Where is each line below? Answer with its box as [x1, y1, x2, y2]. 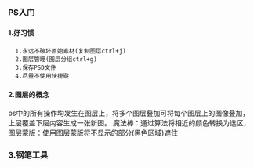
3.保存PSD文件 [15, 64, 56, 72]
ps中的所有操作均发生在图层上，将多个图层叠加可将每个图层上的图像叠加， [8, 108, 249, 118]
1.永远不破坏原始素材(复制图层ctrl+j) [15, 47, 127, 56]
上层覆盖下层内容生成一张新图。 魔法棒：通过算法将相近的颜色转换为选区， [8, 118, 251, 128]
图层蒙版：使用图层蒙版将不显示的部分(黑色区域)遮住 [8, 128, 179, 138]
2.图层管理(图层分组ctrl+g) [15, 56, 98, 64]
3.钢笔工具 [8, 150, 49, 161]
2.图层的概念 [8, 89, 49, 99]
